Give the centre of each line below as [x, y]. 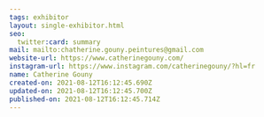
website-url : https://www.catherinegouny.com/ [97, 58]
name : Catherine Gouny [51, 75]
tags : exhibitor [39, 17]
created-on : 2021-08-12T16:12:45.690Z [81, 83]
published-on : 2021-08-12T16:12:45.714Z [85, 99]
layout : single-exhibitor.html [67, 26]
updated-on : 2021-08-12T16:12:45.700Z [81, 91]
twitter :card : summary [59, 42]
